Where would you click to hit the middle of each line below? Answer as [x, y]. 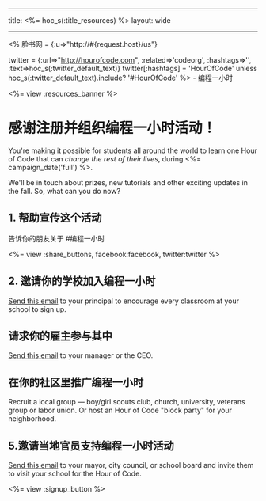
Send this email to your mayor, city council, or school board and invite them [131, 465]
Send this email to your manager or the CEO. [81, 355]
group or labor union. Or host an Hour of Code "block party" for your [120, 410]
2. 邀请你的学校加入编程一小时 [82, 281]
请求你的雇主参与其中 [60, 336]
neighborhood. [32, 419]
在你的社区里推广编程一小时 [76, 382]
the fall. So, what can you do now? [65, 191]
